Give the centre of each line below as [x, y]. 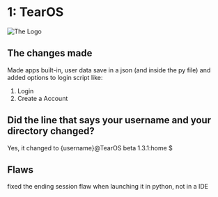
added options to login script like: [55, 77]
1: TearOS [36, 12]
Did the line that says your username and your [109, 120]
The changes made [50, 53]
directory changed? [51, 131]
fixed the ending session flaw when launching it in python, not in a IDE [108, 187]
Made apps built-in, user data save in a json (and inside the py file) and [109, 70]
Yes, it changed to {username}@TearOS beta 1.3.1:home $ [90, 148]
